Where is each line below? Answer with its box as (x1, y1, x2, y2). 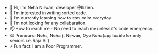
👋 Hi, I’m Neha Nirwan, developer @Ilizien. (9, 5, 95, 10)
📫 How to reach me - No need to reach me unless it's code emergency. (9, 26, 154, 31)
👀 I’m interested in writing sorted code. (9, 10, 87, 16)
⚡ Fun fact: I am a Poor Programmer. (9, 43, 82, 49)
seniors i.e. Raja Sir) (9, 38, 50, 43)
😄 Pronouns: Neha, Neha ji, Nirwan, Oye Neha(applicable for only (9, 33, 142, 38)
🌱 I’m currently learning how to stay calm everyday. (9, 15, 112, 20)
